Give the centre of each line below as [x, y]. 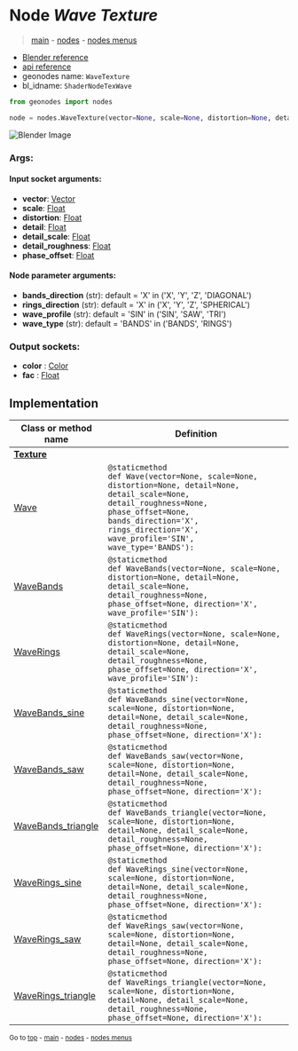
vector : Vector [48, 198]
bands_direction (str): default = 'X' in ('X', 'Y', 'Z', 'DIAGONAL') [137, 296]
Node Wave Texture [83, 16]
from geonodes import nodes [61, 102]
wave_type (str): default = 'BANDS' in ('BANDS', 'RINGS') [127, 324]
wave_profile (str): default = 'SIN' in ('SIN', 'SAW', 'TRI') [124, 314]
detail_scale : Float [56, 236]
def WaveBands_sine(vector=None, [178, 699]
